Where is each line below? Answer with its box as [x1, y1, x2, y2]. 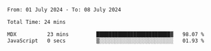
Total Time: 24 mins [7, 18, 67, 25]
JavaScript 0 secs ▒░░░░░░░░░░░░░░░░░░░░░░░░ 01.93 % [7, 37, 205, 44]
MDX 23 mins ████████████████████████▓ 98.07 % [7, 31, 205, 37]
